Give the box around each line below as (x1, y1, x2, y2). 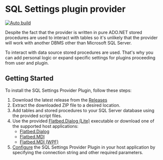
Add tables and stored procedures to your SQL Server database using (12, 107, 155, 113)
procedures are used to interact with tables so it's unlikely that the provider (5, 35, 158, 40)
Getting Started (5, 74, 54, 82)
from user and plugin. (5, 60, 49, 66)
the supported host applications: (12, 123, 79, 129)
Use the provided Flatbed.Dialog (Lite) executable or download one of (12, 118, 155, 124)
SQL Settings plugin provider (5, 3, 126, 15)
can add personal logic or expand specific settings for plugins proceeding (5, 54, 156, 60)
